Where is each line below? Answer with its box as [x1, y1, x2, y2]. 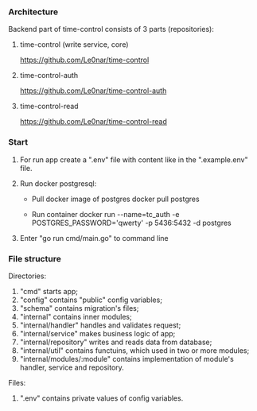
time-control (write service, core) [19, 40, 129, 49]
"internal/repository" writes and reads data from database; [19, 337, 212, 347]
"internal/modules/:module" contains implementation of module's [19, 354, 235, 363]
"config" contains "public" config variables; [19, 295, 163, 304]
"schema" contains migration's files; [19, 303, 139, 312]
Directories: [8, 271, 46, 281]
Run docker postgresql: [19, 178, 97, 188]
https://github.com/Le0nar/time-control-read [19, 117, 167, 126]
